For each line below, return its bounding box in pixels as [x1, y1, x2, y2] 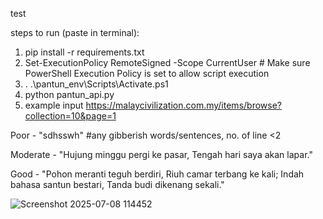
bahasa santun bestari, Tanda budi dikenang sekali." [10, 179, 225, 190]
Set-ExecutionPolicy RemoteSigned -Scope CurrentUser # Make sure [24, 57, 311, 68]
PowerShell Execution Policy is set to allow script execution [24, 68, 270, 79]
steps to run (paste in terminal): [10, 27, 140, 38]
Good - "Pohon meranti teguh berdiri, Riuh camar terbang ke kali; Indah [10, 168, 305, 180]
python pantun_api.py [24, 89, 115, 100]
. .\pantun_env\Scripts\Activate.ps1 [24, 78, 169, 90]
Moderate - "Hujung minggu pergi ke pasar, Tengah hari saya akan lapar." [10, 149, 313, 160]
